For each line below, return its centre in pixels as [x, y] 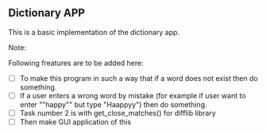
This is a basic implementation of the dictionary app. [94, 32]
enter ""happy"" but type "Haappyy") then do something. [114, 104]
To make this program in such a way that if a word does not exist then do [139, 78]
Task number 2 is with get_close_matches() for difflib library [118, 113]
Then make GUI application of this [75, 122]
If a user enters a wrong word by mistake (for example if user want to [133, 95]
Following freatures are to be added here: [76, 63]
